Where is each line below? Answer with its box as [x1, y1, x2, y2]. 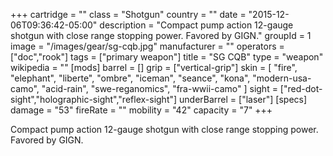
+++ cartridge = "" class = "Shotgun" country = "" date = [10, 9, 247, 20]
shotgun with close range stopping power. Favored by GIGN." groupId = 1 [10, 30, 312, 41]
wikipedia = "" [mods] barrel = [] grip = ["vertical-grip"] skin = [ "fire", [10, 62, 298, 73]
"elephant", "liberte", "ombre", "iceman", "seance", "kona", [10, 72, 251, 84]
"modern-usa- [252, 72, 312, 84]
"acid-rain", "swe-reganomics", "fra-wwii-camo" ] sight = [41, 83, 278, 94]
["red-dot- [279, 83, 323, 94]
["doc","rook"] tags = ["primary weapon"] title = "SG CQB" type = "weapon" [10, 51, 324, 63]
